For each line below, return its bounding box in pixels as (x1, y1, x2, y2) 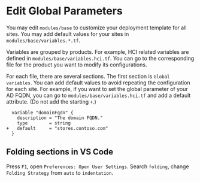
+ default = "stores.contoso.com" (6, 125, 109, 131)
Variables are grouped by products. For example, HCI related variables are (6, 48, 189, 55)
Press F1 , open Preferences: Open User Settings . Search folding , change (6, 163, 190, 170)
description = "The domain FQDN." (17, 115, 103, 121)
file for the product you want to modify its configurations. (6, 61, 147, 68)
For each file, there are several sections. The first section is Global (6, 72, 170, 80)
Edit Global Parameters (6, 4, 123, 18)
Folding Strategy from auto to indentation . (6, 169, 114, 176)
